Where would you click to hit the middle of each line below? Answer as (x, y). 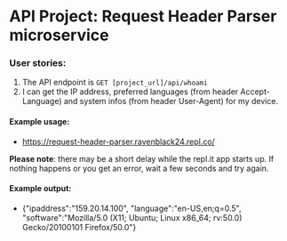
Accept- (255, 92)
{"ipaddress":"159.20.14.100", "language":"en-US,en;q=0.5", (132, 208)
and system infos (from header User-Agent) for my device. (171, 101)
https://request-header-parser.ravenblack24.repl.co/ (118, 141)
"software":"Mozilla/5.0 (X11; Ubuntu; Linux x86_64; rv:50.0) (132, 217)
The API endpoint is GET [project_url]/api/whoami (115, 83)
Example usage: (40, 122)
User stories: (38, 63)
